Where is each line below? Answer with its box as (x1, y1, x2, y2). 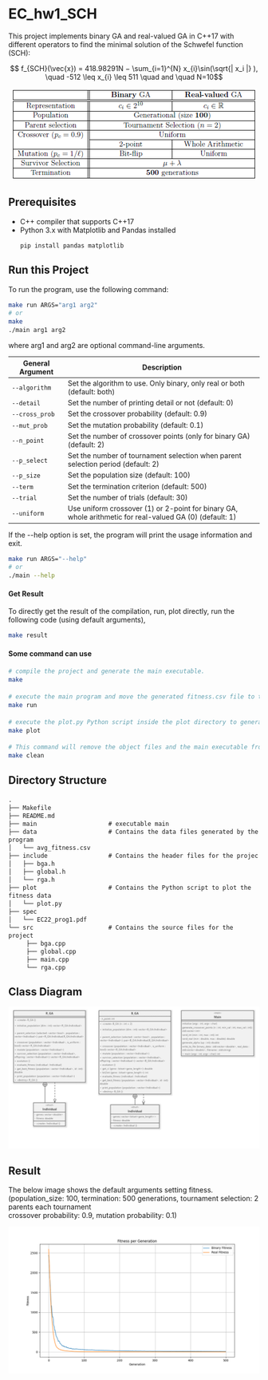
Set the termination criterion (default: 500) (67, 481, 207, 491)
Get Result (8, 588, 44, 599)
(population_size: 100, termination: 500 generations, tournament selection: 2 (8, 1194, 259, 1204)
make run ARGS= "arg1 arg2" (8, 301, 98, 309)
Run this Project (8, 263, 89, 277)
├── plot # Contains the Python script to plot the (8, 884, 251, 892)
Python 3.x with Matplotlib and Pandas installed (19, 225, 176, 235)
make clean (8, 752, 45, 760)
